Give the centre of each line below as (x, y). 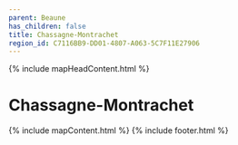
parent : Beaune (37, 18)
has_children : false (48, 26)
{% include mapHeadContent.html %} (79, 69)
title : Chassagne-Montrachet (64, 34)
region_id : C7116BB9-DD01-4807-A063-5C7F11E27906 (104, 43)
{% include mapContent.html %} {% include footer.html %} (119, 130)
